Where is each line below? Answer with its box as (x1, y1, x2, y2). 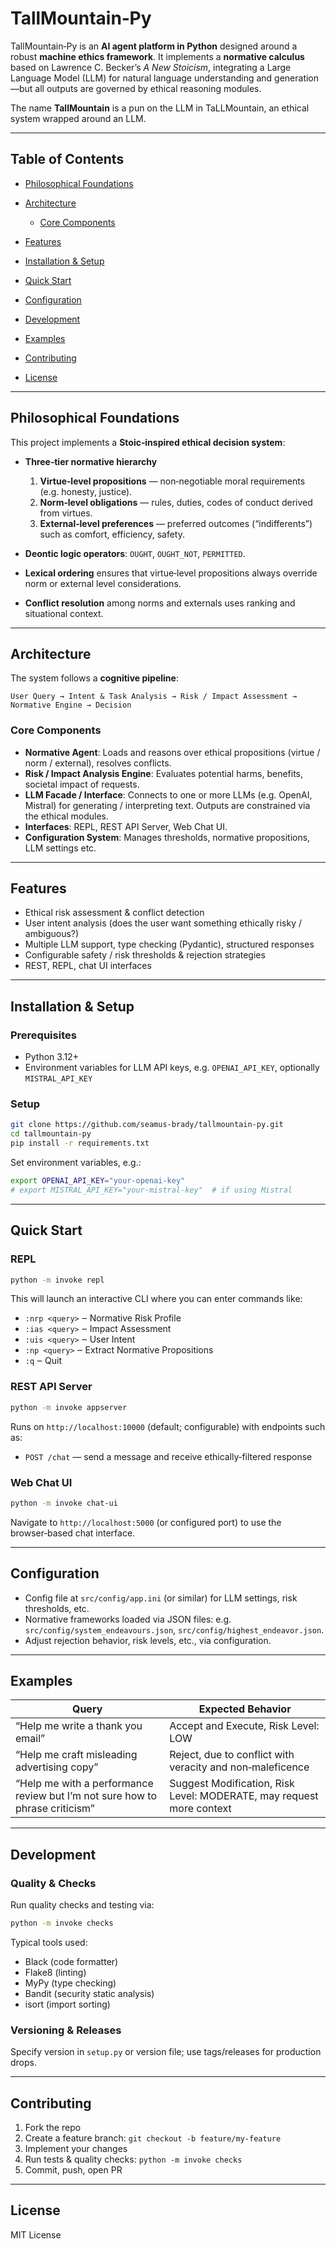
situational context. (24, 607, 104, 619)
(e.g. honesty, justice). (39, 485, 133, 497)
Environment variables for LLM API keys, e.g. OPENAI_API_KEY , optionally (24, 1062, 320, 1074)
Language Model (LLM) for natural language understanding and (10, 72, 273, 84)
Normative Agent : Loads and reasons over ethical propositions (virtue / (24, 746, 321, 758)
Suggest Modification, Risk (169, 1777, 295, 1791)
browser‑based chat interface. (10, 1527, 136, 1539)
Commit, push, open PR (24, 2164, 123, 2176)
